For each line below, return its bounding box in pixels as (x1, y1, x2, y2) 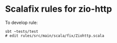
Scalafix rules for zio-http (5, 3, 112, 15)
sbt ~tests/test (5, 29, 38, 34)
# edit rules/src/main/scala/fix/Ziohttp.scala (5, 33, 105, 38)
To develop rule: (5, 20, 38, 25)
